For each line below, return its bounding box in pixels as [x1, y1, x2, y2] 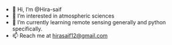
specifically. [12, 25, 43, 32]
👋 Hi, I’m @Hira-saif [12, 6, 62, 13]
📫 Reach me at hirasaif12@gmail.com [12, 32, 108, 39]
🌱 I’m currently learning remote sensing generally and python [12, 19, 167, 26]
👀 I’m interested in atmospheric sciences [12, 12, 115, 19]
